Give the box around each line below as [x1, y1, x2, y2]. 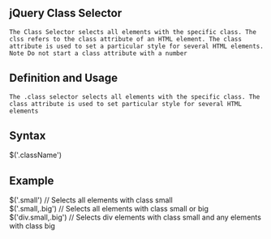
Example [9, 173, 54, 187]
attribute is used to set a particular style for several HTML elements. [9, 42, 265, 50]
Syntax [9, 129, 46, 143]
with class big [9, 221, 56, 231]
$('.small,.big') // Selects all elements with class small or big [9, 204, 209, 214]
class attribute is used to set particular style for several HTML [9, 100, 243, 108]
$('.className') [9, 150, 62, 160]
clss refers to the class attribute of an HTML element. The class [9, 35, 243, 43]
